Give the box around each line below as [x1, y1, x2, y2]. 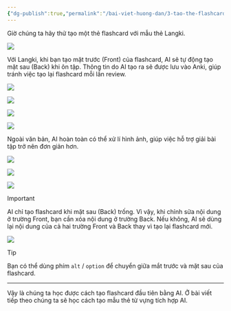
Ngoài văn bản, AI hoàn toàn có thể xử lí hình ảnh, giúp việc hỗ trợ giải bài [7, 135, 217, 143]
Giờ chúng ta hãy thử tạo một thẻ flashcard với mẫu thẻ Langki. [7, 29, 186, 37]
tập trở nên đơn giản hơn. [7, 142, 79, 150]
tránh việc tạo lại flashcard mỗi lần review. [7, 69, 126, 78]
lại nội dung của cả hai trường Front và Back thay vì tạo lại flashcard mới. [7, 222, 213, 230]
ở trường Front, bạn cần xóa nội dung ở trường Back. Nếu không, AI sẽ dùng [7, 215, 222, 223]
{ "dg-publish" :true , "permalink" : [7, 10, 103, 17]
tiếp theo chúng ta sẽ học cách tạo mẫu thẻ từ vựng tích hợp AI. [7, 296, 188, 304]
